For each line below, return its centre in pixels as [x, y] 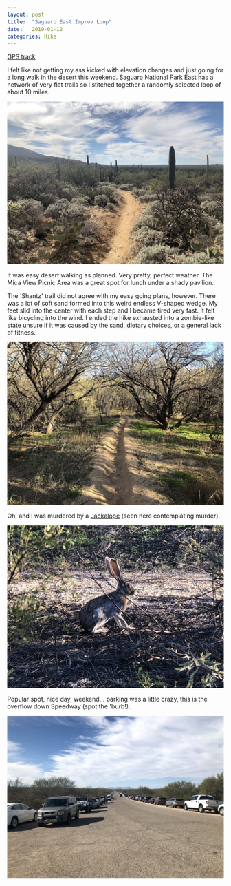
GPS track [21, 57]
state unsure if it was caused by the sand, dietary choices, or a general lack [114, 325]
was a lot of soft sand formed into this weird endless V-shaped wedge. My [112, 304]
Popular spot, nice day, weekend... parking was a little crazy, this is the [107, 699]
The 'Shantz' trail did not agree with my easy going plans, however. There [112, 296]
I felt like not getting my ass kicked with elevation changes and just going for [115, 70]
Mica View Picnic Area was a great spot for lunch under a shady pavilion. [111, 283]
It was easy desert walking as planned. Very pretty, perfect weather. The [110, 275]
